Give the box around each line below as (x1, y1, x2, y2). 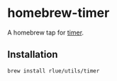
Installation (7, 49, 58, 61)
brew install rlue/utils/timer (7, 67, 100, 75)
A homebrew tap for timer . (7, 28, 84, 37)
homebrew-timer (7, 5, 110, 21)
